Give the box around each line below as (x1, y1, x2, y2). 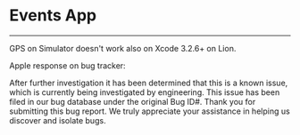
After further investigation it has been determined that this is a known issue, (9, 77, 288, 88)
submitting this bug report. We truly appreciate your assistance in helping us (9, 106, 290, 116)
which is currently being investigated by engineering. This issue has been (9, 86, 280, 98)
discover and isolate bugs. (9, 115, 106, 125)
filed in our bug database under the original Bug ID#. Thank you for (9, 96, 256, 107)
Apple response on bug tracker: (9, 60, 127, 71)
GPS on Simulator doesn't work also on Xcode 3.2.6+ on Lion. (9, 43, 237, 53)
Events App (9, 5, 96, 26)
